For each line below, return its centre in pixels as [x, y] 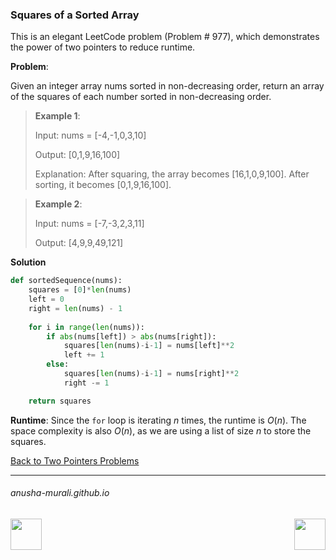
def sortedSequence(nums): [66, 281]
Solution [28, 262]
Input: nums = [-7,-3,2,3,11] [89, 224]
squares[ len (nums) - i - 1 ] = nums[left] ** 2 [149, 346]
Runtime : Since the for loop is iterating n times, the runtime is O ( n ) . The [158, 420]
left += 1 [84, 355]
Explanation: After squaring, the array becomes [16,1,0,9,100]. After [172, 174]
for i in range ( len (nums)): [86, 327]
